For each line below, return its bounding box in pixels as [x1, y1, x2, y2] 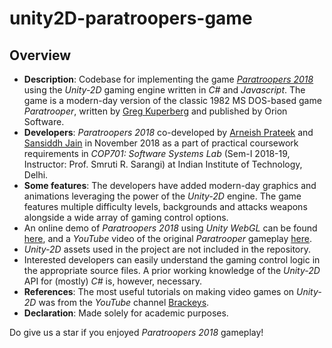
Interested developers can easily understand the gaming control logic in [23, 254, 321, 266]
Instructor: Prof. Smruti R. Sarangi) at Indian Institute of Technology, [23, 158, 303, 170]
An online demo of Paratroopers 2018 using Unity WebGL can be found [23, 222, 318, 234]
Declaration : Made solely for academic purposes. [23, 307, 229, 319]
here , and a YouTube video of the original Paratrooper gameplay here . [23, 233, 312, 244]
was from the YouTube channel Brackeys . [38, 297, 210, 308]
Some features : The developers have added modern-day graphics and [23, 180, 317, 191]
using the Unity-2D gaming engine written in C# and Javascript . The [23, 84, 306, 96]
